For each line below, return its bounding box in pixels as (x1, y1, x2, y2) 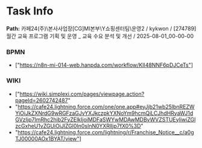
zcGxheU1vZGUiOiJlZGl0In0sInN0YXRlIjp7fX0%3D (14, 122, 141, 129)
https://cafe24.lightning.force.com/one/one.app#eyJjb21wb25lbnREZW (17, 103, 195, 110)
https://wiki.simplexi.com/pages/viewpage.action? (19, 90, 145, 97)
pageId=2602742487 (14, 96, 68, 103)
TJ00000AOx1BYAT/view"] (14, 135, 81, 142)
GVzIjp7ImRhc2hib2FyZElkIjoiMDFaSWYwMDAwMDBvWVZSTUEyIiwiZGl (14, 116, 196, 123)
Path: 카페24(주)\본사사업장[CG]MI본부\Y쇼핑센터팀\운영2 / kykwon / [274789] (6, 25, 197, 32)
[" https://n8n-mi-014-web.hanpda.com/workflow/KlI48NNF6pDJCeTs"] (14, 61, 194, 69)
